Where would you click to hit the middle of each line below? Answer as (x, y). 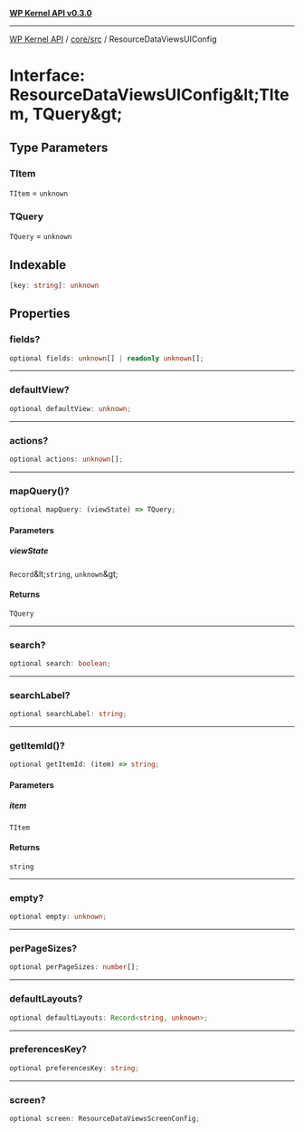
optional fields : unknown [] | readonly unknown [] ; (107, 358)
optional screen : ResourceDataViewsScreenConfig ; (105, 1118)
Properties (40, 314)
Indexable (38, 265)
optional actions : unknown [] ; (66, 459)
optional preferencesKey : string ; (75, 1068)
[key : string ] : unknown (54, 285)
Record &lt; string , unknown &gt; (64, 573)
